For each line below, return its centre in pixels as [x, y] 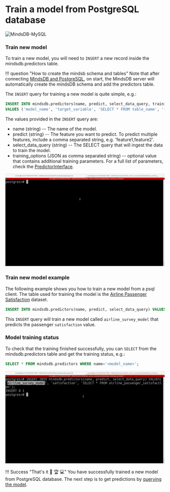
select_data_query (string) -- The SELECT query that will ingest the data [88, 145]
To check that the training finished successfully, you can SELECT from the [81, 349]
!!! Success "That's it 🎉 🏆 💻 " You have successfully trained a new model [82, 472]
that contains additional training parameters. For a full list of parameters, [88, 161]
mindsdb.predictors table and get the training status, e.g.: [65, 354]
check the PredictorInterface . [43, 166]
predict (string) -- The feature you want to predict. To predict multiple [85, 134]
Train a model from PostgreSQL [72, 9]
